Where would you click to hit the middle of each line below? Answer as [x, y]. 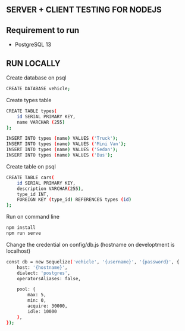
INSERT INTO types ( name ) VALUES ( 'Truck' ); [62, 139]
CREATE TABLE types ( [32, 111]
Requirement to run [43, 30]
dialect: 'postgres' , [43, 273]
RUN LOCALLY [33, 63]
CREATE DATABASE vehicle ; [38, 89]
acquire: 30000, [48, 306]
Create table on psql [31, 166]
